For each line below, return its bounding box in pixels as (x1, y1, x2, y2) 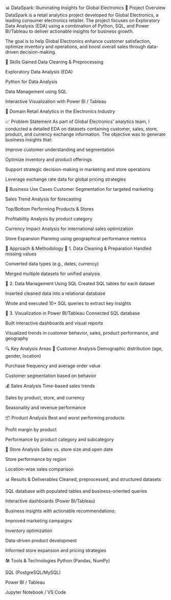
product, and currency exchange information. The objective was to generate (5, 131, 166, 137)
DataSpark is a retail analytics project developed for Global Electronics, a (5, 12, 159, 18)
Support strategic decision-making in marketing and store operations (5, 166, 151, 172)
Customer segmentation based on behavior (5, 372, 97, 379)
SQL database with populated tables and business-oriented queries (5, 488, 148, 494)
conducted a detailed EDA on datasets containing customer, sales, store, (5, 126, 158, 132)
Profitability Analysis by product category (5, 216, 93, 221)
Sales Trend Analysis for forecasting (5, 196, 82, 202)
